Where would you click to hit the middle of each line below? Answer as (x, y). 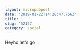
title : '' (15, 19)
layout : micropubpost (28, 10)
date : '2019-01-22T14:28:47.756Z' (41, 14)
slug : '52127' (20, 24)
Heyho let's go (20, 42)
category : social (23, 28)
